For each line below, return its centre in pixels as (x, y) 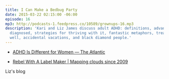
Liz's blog (15, 71)
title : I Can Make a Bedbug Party (41, 10)
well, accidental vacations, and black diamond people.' (71, 38)
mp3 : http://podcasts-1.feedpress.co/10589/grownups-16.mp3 (70, 24)
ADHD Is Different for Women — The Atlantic (59, 52)
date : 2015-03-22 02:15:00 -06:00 (41, 14)
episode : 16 (18, 19)
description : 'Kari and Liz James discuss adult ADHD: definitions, (78, 28)
